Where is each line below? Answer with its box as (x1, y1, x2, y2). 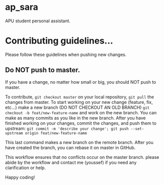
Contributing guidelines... (5, 35, 114, 46)
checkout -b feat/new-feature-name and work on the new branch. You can (5, 109, 157, 115)
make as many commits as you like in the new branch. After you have (5, 115, 146, 121)
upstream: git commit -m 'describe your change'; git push (5, 125, 129, 131)
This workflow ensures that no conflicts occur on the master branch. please (5, 154, 160, 160)
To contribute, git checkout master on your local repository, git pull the (5, 93, 154, 100)
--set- (130, 126, 144, 131)
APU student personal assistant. (5, 18, 71, 24)
